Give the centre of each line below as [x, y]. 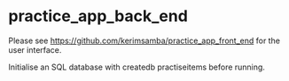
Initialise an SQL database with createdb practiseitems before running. [137, 67]
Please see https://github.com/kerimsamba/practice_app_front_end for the [144, 40]
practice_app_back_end [98, 16]
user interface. [35, 49]
